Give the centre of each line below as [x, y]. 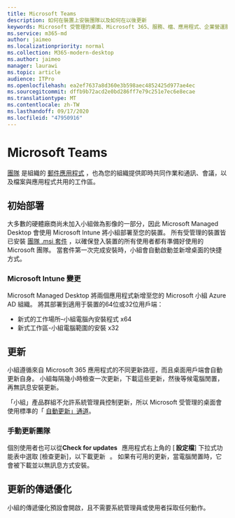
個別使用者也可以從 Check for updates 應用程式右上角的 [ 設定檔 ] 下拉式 [112, 447]
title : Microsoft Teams [42, 14]
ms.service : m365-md [37, 33]
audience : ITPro [31, 79]
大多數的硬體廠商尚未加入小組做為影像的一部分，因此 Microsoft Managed [113, 224]
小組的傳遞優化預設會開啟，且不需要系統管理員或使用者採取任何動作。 [108, 507]
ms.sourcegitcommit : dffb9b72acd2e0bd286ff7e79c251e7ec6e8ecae [101, 92]
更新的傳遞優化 [40, 490]
